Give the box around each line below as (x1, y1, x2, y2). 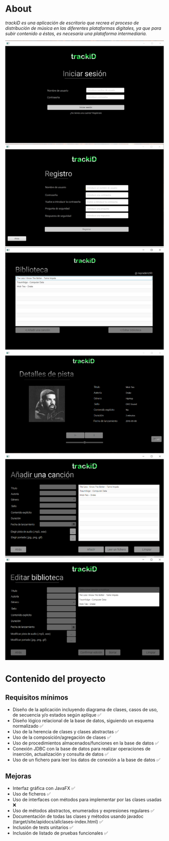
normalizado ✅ (12, 723, 44, 729)
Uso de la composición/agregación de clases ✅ (12, 734, 112, 740)
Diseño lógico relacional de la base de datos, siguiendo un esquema (12, 718, 154, 724)
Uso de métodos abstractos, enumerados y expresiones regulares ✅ (12, 807, 155, 814)
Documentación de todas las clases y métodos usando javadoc (12, 813, 144, 819)
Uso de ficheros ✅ (12, 790, 51, 797)
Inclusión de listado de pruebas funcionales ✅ (12, 830, 108, 836)
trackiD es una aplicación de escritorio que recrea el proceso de (5, 20, 139, 26)
